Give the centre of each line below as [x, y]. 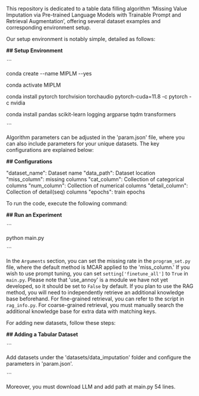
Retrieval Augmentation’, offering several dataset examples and [83, 21]
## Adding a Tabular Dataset [42, 334]
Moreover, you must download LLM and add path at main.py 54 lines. [91, 387]
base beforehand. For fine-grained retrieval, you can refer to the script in [95, 299]
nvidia [18, 103]
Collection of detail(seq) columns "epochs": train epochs [76, 192]
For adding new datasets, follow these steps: [61, 323]
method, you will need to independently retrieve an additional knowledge [95, 292]
